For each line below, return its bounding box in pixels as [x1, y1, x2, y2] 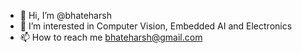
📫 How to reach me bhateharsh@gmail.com [19, 31, 203, 43]
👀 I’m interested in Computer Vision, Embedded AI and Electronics [19, 20, 293, 32]
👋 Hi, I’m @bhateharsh [19, 10, 112, 21]
